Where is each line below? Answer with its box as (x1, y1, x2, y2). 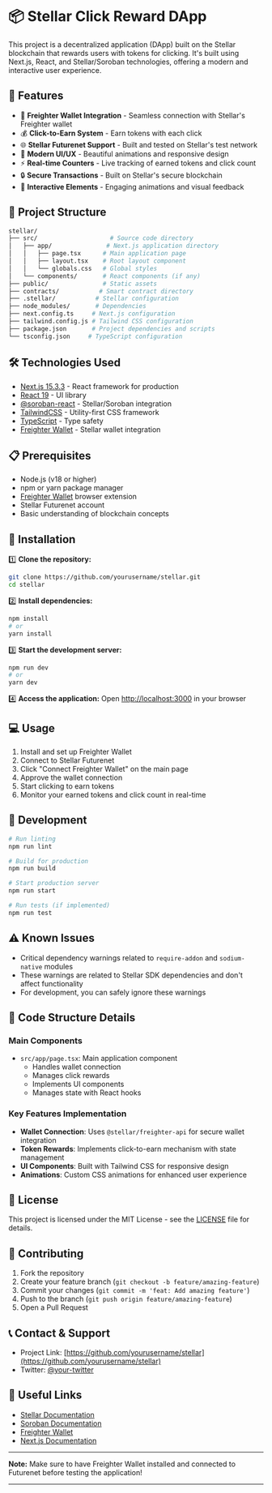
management (19, 1153, 65, 1162)
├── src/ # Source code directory (8, 234, 194, 242)
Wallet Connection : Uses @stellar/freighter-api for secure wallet (19, 1127, 245, 1136)
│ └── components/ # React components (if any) (8, 272, 201, 280)
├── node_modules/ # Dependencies (8, 302, 147, 310)
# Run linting (8, 835, 57, 843)
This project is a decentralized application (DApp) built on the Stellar (8, 39, 236, 49)
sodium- (219, 954, 245, 962)
